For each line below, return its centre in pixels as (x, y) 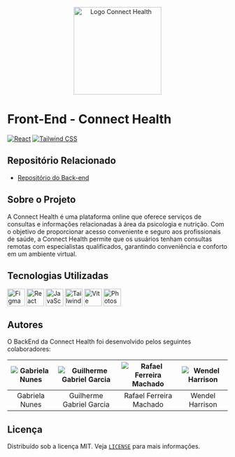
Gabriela (31, 396)
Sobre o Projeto (42, 200)
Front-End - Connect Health (90, 120)
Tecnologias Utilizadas (58, 276)
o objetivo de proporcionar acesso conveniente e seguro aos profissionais (114, 231)
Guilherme (86, 396)
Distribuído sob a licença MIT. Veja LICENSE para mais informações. (104, 446)
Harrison (203, 404)
